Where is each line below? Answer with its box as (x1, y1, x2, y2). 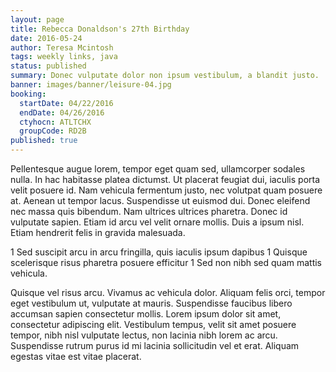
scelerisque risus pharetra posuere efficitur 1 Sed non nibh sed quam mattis (10, 257, 323, 268)
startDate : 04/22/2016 (19, 98, 114, 108)
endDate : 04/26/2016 (19, 107, 105, 118)
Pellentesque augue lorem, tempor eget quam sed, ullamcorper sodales (10, 163, 306, 175)
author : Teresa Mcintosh (10, 42, 114, 53)
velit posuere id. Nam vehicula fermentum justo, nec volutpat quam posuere (10, 184, 323, 196)
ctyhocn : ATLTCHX (19, 117, 92, 127)
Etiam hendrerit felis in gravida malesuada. (10, 227, 186, 238)
